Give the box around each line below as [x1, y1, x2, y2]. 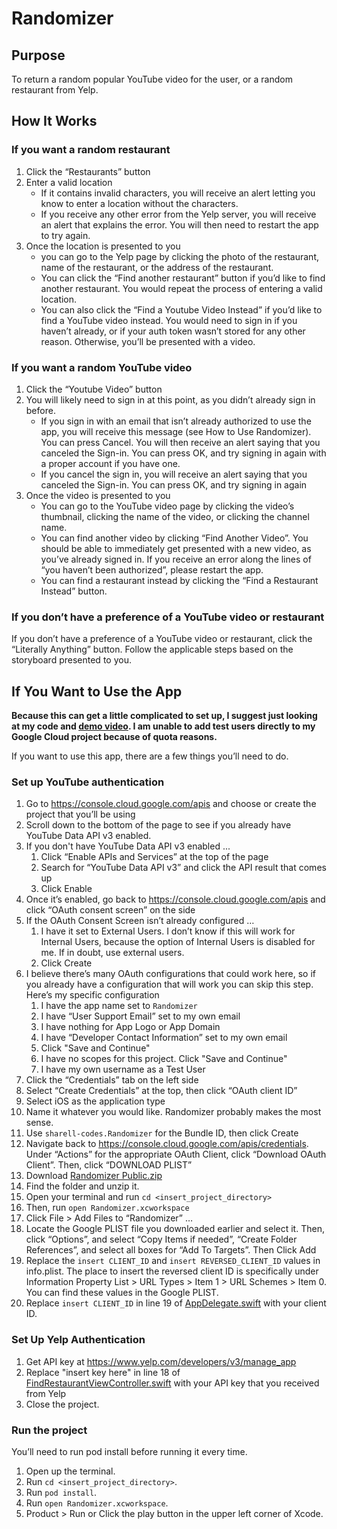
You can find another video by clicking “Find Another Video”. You [40, 532, 309, 544]
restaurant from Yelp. [11, 84, 99, 96]
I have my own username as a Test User [40, 1063, 206, 1076]
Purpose [11, 47, 66, 64]
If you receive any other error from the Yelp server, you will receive [40, 208, 317, 220]
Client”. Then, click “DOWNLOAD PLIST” [25, 1159, 193, 1171]
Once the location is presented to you [25, 240, 181, 252]
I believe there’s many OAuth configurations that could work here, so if [25, 968, 316, 980]
